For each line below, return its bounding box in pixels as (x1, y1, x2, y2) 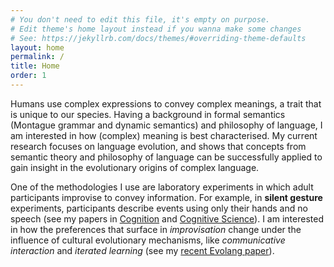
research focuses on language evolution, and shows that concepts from (10, 140, 307, 152)
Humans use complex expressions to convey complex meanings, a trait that (10, 97, 322, 110)
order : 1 (10, 71, 47, 81)
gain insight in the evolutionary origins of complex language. (10, 161, 260, 173)
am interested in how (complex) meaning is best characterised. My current (10, 129, 318, 141)
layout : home (10, 42, 65, 53)
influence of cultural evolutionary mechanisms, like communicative (10, 234, 286, 246)
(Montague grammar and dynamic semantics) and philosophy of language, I (10, 119, 323, 131)
